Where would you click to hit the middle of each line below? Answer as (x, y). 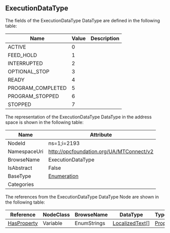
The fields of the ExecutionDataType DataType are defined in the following (83, 20)
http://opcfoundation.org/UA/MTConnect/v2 (101, 151)
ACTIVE (17, 46)
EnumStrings (90, 223)
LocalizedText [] (131, 223)
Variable (53, 223)
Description (105, 38)
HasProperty (23, 223)
